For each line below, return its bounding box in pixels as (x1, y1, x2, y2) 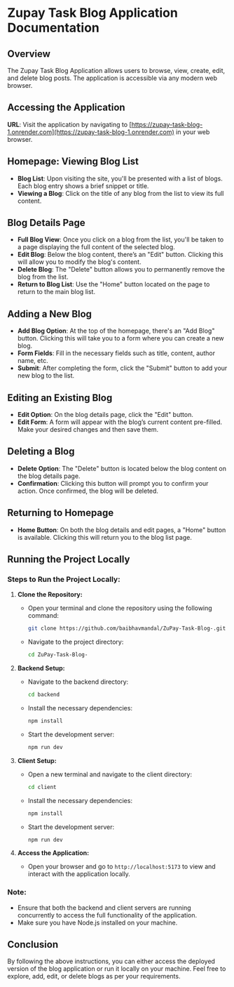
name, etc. (17, 357, 48, 365)
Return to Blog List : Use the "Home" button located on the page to (17, 280, 210, 289)
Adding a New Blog (7, 307, 92, 320)
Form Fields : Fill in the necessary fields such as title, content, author (17, 349, 216, 357)
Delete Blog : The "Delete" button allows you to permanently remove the (17, 265, 226, 274)
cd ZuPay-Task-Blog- (27, 651, 88, 658)
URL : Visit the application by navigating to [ (7, 120, 132, 128)
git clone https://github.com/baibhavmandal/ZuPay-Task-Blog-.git (27, 625, 226, 632)
